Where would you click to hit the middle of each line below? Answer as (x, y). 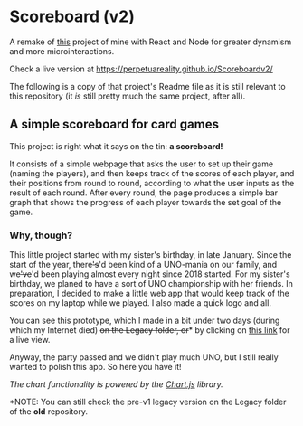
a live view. (30, 340)
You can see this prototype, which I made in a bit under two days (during (145, 321)
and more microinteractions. (62, 51)
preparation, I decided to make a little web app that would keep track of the (149, 293)
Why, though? (41, 235)
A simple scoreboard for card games (114, 124)
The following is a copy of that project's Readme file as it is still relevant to (148, 86)
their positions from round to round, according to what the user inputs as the (152, 183)
